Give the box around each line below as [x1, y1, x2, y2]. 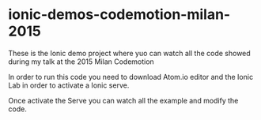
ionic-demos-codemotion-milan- [8, 6, 231, 24]
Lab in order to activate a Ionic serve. [8, 81, 130, 90]
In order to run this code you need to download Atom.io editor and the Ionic [8, 72, 254, 81]
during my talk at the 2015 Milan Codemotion [8, 57, 154, 66]
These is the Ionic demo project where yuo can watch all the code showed [8, 48, 251, 58]
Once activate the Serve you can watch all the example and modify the [8, 96, 239, 105]
